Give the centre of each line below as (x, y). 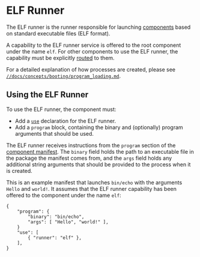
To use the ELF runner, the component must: (61, 109)
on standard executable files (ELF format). (58, 33)
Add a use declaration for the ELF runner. (65, 121)
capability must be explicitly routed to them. (61, 58)
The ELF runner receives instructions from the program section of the (91, 145)
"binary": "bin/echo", (56, 217)
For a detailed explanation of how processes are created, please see (91, 69)
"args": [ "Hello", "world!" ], (68, 222)
